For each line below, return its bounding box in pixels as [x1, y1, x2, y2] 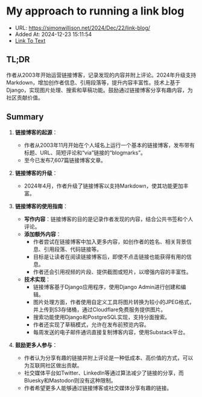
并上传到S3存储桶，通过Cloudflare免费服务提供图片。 [33, 306, 166, 313]
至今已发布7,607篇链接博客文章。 [24, 156, 107, 164]
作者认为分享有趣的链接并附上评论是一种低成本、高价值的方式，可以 [24, 354, 194, 361]
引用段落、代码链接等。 [43, 246, 103, 253]
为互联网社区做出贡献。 [24, 361, 83, 369]
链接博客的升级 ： [14, 169, 58, 176]
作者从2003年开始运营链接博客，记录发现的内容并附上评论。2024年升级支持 [6, 71, 197, 78]
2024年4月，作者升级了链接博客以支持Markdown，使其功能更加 [24, 182, 184, 189]
